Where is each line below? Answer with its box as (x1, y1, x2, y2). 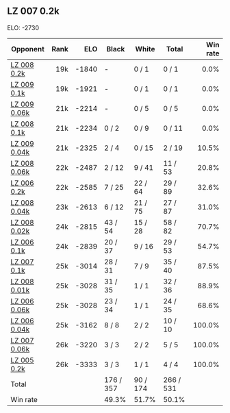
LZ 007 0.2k (7, 5, 60, 17)
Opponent (11, 44, 44, 53)
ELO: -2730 (7, 23, 40, 32)
